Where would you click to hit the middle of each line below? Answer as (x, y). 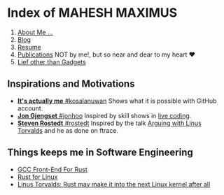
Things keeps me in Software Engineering (100, 153)
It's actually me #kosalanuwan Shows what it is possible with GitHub (117, 101)
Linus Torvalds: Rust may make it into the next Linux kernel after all (114, 184)
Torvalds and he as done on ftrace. (68, 130)
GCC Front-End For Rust (52, 169)
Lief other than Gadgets (51, 62)
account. (30, 108)
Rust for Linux (37, 177)
